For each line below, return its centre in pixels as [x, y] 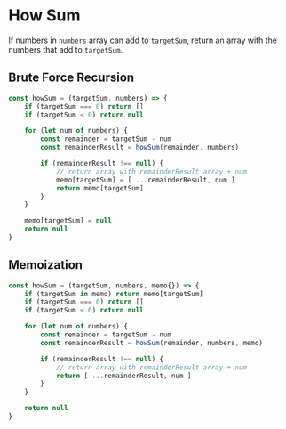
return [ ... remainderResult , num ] [123, 376]
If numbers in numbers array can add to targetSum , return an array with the [143, 40]
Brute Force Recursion [71, 78]
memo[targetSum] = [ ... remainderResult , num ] [146, 180]
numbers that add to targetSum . [66, 49]
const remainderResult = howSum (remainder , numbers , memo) [152, 343]
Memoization [46, 265]
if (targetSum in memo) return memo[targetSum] [114, 294]
